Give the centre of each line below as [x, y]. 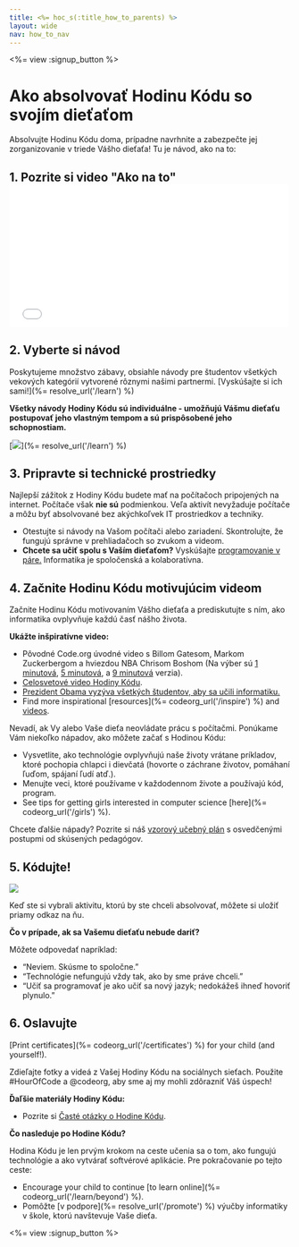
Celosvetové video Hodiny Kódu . [82, 683]
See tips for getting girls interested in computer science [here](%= [145, 802]
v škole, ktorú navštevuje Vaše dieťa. [90, 1215]
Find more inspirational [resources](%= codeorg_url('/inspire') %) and [150, 701]
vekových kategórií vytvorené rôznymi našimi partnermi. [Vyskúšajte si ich [146, 381]
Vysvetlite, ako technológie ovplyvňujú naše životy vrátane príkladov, [149, 755]
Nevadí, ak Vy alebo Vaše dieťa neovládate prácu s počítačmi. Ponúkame [144, 728]
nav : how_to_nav [39, 34]
